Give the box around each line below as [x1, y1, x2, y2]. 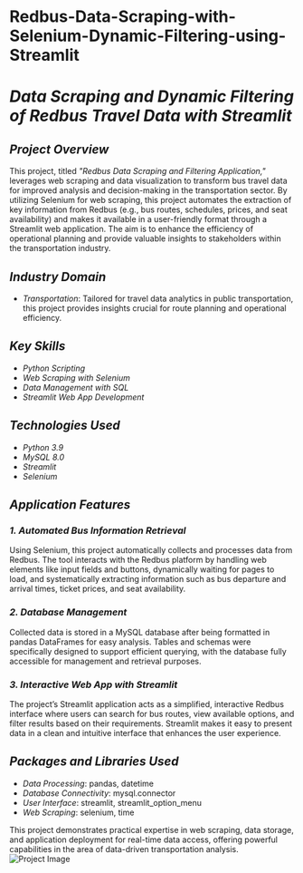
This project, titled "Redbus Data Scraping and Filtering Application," [9, 166, 267, 177]
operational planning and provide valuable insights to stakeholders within [9, 233, 282, 244]
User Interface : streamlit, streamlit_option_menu [22, 797, 202, 808]
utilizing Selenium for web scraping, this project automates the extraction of [9, 195, 292, 206]
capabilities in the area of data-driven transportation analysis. [9, 843, 239, 854]
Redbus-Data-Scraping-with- [9, 6, 237, 27]
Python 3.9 [22, 441, 64, 452]
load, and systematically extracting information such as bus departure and [9, 574, 287, 585]
